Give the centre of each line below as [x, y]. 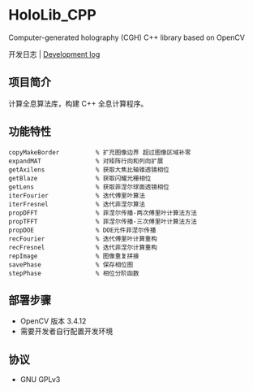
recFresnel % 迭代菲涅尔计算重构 [83, 247]
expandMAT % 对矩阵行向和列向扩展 [86, 161]
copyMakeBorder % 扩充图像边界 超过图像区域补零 [100, 152]
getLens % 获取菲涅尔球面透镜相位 [89, 187]
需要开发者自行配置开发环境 [66, 332]
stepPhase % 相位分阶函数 [74, 273]
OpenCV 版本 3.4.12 [53, 321]
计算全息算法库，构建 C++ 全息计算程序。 [78, 103]
